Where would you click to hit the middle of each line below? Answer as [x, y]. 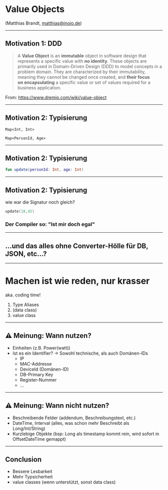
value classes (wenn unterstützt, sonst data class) [64, 482]
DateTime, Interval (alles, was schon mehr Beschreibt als [71, 423]
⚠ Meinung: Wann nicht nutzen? [57, 405]
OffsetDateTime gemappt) [39, 439]
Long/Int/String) [29, 428]
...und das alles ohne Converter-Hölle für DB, [77, 246]
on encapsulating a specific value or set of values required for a [84, 82]
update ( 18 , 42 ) [20, 212]
